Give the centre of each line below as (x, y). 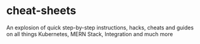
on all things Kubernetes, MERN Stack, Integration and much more (90, 34)
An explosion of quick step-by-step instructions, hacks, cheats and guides (100, 28)
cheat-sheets (41, 11)
